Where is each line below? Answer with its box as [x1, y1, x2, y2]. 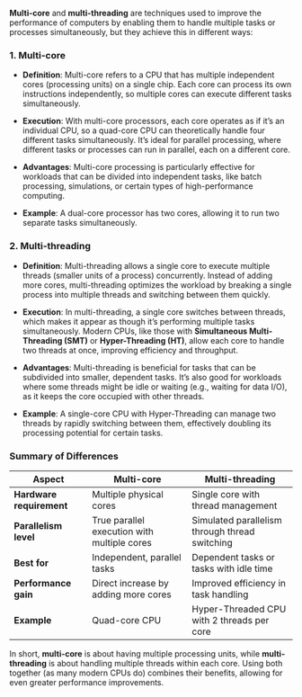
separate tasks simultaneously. [22, 218, 138, 228]
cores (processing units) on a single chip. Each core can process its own [22, 79, 292, 90]
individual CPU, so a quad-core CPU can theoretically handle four [22, 125, 265, 136]
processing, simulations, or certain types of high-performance [22, 181, 253, 192]
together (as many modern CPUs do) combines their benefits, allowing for [9, 667, 283, 678]
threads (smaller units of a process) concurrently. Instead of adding [22, 270, 273, 281]
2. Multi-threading [9, 240, 92, 253]
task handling [191, 588, 249, 601]
